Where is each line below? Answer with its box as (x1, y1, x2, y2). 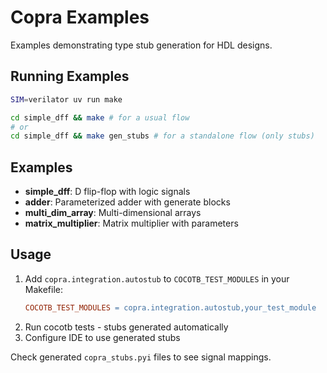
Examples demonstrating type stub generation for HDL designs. (10, 39, 273, 51)
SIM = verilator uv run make (10, 94, 123, 105)
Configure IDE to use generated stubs (24, 331, 181, 343)
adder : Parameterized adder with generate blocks (24, 196, 231, 208)
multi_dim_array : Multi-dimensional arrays (24, 207, 202, 219)
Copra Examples (10, 6, 150, 29)
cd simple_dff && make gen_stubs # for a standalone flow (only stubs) (10, 131, 315, 141)
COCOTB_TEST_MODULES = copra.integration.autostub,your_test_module (24, 302, 317, 313)
